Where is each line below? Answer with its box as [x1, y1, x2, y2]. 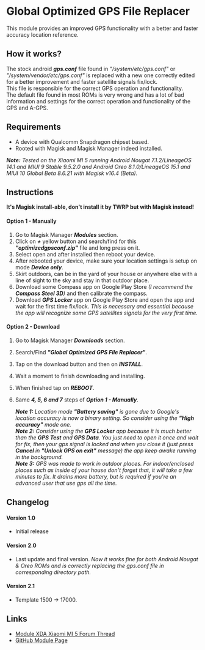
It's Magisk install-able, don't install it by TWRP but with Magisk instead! [6, 203, 194, 211]
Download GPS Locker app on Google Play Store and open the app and [15, 296, 195, 304]
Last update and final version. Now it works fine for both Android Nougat [15, 555, 198, 562]
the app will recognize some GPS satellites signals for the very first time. [15, 309, 198, 316]
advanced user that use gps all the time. [15, 479, 117, 487]
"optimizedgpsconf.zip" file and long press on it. [15, 244, 140, 252]
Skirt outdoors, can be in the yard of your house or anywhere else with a [15, 270, 198, 277]
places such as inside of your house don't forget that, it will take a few [15, 466, 193, 474]
